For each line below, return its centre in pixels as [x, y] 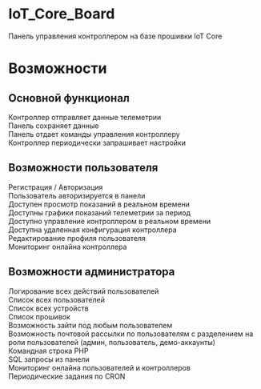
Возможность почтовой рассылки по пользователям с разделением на [131, 334]
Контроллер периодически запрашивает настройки [97, 142]
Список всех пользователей [57, 299]
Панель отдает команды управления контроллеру [94, 134]
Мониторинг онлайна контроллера [68, 247]
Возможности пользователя [83, 168]
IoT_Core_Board [62, 14]
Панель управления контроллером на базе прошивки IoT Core [115, 36]
